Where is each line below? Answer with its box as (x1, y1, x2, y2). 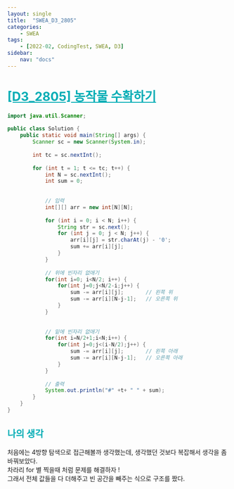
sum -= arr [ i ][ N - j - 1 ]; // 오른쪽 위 (70, 296, 178, 303)
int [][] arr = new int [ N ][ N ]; (44, 203, 134, 211)
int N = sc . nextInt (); (44, 171, 112, 178)
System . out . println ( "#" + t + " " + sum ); (44, 387, 165, 394)
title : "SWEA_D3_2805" (7, 17, 77, 24)
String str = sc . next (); (57, 223, 131, 231)
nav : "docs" (20, 56, 55, 63)
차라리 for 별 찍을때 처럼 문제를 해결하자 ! (7, 465, 121, 474)
